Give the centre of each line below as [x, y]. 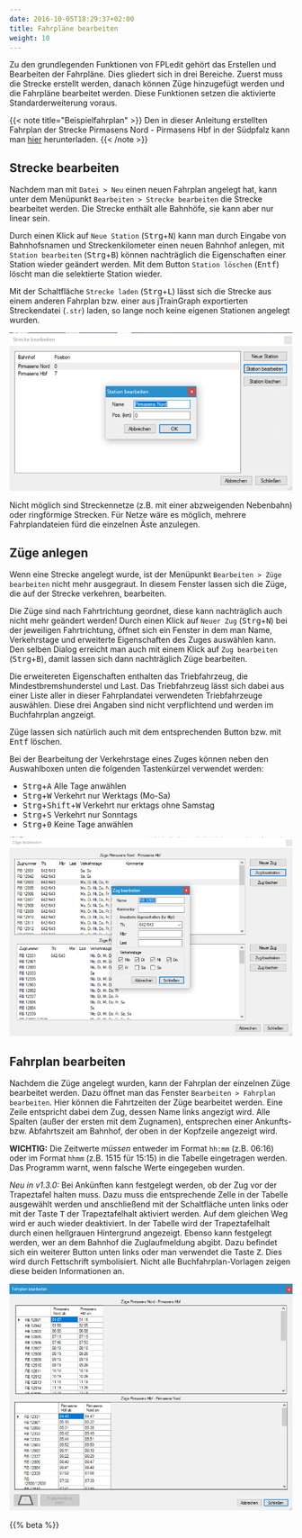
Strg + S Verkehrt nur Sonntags [80, 815]
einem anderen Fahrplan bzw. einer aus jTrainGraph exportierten [129, 301]
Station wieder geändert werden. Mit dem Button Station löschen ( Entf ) [144, 265]
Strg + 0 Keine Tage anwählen [78, 825]
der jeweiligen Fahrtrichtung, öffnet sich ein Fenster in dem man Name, [141, 630]
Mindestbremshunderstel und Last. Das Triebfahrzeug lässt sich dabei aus [147, 686]
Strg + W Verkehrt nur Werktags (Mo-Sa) [96, 796]
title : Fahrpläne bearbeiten [64, 28]
